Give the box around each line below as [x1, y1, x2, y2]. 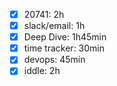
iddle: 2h [23, 65, 61, 77]
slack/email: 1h [23, 20, 86, 32]
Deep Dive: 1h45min [23, 31, 107, 43]
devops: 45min [23, 54, 86, 66]
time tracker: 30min [23, 42, 106, 54]
